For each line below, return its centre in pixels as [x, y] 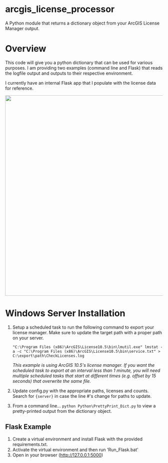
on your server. [28, 338]
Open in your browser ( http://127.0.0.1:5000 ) [58, 455]
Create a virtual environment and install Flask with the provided [77, 439]
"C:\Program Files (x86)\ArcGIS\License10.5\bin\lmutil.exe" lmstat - [87, 347]
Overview [26, 49]
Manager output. [22, 28]
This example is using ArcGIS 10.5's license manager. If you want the [83, 365]
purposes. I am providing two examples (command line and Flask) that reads [84, 68]
